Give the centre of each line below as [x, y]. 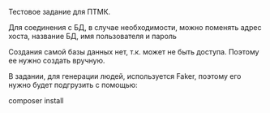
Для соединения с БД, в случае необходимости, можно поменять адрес [135, 27]
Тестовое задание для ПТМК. [60, 12]
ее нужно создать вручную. [57, 61]
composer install [36, 100]
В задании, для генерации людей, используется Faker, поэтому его [125, 76]
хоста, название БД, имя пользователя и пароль [92, 36]
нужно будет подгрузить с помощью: [73, 85]
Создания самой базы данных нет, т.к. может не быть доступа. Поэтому [134, 52]
